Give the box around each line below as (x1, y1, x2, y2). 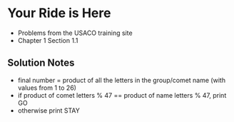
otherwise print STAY (17, 106, 80, 115)
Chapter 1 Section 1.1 (17, 36, 78, 44)
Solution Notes (7, 57, 75, 69)
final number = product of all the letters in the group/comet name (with (17, 76, 226, 84)
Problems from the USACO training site (17, 29, 133, 37)
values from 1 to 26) (17, 83, 77, 92)
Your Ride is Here (7, 5, 111, 21)
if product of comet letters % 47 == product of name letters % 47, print (17, 91, 227, 99)
